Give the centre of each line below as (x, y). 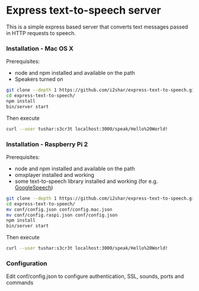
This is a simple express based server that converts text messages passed (97, 27)
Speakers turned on (39, 79)
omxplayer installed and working (54, 175)
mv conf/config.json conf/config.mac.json (59, 209)
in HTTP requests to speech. (41, 33)
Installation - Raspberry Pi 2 (47, 144)
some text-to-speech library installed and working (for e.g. (86, 181)
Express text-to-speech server (84, 10)
